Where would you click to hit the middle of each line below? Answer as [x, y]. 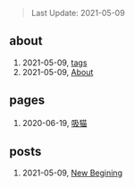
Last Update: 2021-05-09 [78, 13]
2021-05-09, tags [54, 63]
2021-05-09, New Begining [72, 173]
